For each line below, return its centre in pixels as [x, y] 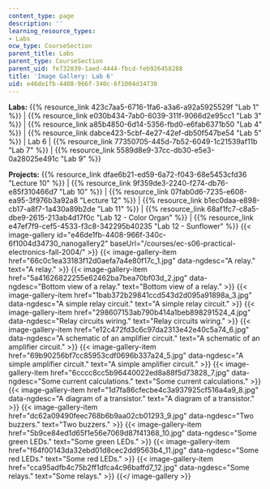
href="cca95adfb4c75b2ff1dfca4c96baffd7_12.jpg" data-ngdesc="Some [129, 467]
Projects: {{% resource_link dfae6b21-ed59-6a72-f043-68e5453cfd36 [128, 174]
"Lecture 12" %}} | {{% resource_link [141, 200]
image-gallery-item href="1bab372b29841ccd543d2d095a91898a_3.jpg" [131, 295]
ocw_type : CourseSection [50, 46]
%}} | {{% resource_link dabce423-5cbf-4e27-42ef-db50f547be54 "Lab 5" [135, 133]
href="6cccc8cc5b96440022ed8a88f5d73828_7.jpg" [140, 372]
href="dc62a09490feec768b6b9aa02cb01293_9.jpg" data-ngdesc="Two [131, 415]
